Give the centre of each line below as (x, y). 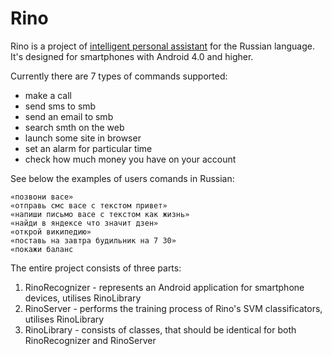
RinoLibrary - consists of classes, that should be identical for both (160, 329)
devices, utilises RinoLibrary (83, 298)
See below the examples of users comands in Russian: (122, 178)
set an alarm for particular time (88, 148)
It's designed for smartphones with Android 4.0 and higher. (132, 56)
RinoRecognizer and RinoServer (90, 340)
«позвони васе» (42, 197)
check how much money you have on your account (130, 159)
